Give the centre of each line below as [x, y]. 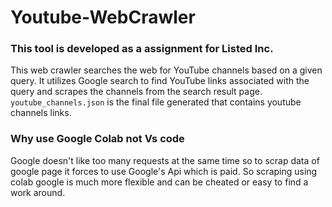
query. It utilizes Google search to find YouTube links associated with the [160, 81]
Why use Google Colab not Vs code [97, 139]
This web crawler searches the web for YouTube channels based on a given [166, 70]
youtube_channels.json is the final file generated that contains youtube [156, 102]
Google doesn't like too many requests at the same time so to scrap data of [165, 160]
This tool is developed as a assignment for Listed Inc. [142, 49]
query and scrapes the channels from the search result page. [136, 92]
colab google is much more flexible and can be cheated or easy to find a [159, 182]
